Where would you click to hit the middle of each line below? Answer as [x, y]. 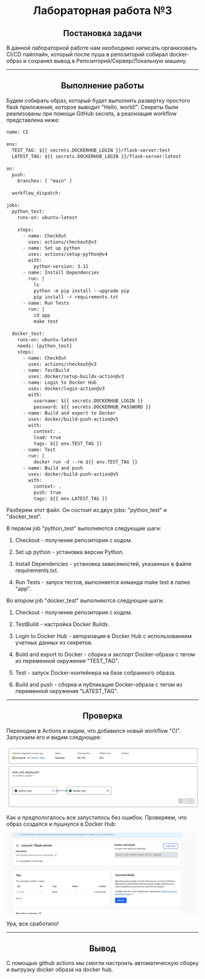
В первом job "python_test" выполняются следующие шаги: [84, 528]
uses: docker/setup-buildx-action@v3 [76, 376]
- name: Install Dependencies [61, 273]
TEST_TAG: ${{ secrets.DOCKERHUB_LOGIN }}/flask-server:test [91, 150]
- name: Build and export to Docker [69, 413]
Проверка [103, 716]
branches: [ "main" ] [45, 181]
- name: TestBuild [46, 370]
